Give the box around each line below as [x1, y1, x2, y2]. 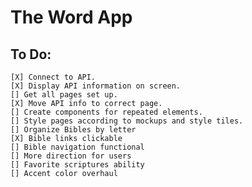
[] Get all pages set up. [10, 90, 118, 100]
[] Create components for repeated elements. [10, 107, 203, 117]
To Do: [10, 46, 52, 63]
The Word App [10, 6, 133, 29]
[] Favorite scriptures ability [10, 160, 145, 170]
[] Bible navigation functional [10, 142, 145, 152]
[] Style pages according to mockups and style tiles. [10, 116, 244, 126]
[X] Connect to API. [10, 72, 97, 82]
